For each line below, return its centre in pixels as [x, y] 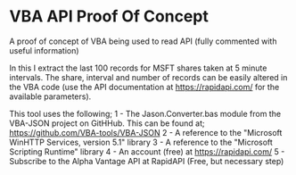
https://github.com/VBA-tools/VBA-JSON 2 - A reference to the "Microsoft [146, 132]
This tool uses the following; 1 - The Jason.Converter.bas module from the [145, 113]
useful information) [44, 50]
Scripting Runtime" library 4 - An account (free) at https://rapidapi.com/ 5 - [147, 151]
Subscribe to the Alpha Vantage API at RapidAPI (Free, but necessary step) [147, 161]
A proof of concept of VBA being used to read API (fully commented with [143, 41]
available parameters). [50, 96]
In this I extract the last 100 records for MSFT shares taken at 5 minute [138, 68]
